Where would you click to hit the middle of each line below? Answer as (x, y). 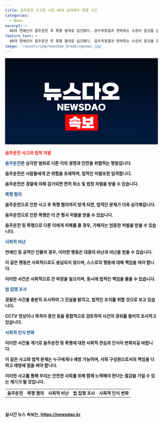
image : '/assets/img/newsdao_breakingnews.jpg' (54, 46)
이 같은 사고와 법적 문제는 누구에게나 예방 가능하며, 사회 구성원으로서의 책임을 (77, 359)
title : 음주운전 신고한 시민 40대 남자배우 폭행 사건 (51, 10)
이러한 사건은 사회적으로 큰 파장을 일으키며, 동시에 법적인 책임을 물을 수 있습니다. (81, 279)
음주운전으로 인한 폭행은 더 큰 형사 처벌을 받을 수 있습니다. (59, 215)
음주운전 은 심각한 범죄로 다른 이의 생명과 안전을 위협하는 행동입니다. (68, 163)
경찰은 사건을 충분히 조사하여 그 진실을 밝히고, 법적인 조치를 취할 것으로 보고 (76, 300)
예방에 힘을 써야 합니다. (36, 365)
